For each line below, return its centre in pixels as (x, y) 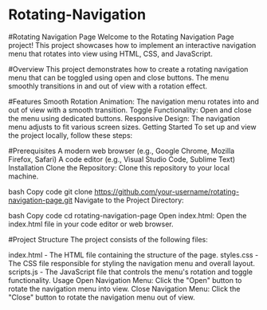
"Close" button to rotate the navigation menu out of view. (102, 297)
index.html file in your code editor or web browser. (91, 224)
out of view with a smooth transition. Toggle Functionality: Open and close (130, 110)
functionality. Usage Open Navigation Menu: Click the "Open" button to (125, 280)
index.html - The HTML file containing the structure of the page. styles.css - (133, 255)
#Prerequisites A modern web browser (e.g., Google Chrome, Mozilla (122, 151)
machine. (24, 176)
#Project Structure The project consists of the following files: (108, 239)
